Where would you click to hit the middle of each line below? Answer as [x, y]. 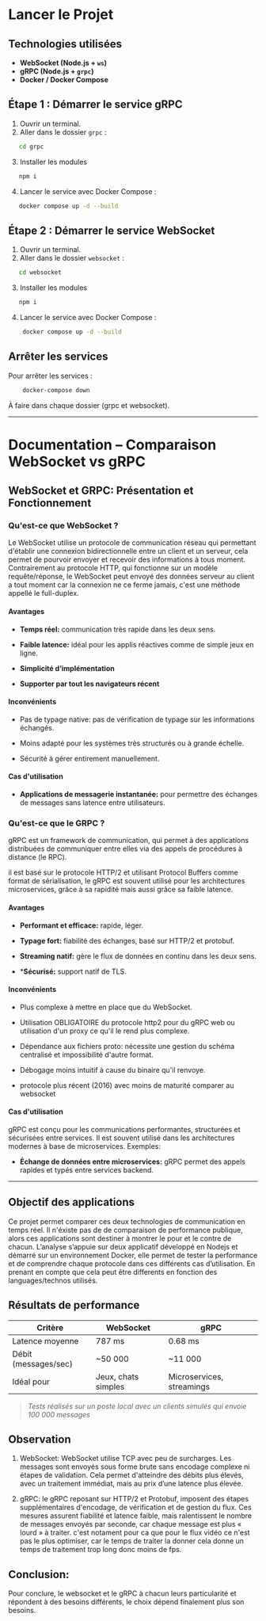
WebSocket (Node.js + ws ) [63, 63]
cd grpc [31, 147]
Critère [50, 1327]
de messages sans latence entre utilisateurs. [92, 803]
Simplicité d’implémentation [67, 668]
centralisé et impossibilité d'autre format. [86, 1055]
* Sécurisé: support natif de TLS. [73, 971]
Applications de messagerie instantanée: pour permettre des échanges [139, 795]
